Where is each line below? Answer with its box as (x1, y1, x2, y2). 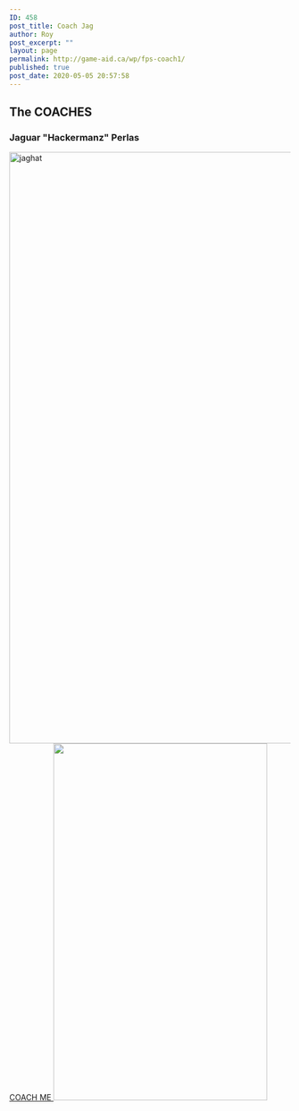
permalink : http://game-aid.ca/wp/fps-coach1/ (9, 55, 186, 64)
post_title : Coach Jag (9, 21, 94, 30)
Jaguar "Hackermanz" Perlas (9, 132, 140, 144)
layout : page (9, 47, 58, 56)
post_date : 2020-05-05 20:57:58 (9, 72, 129, 81)
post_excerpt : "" (9, 38, 74, 47)
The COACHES (9, 105, 92, 120)
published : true (9, 64, 70, 73)
